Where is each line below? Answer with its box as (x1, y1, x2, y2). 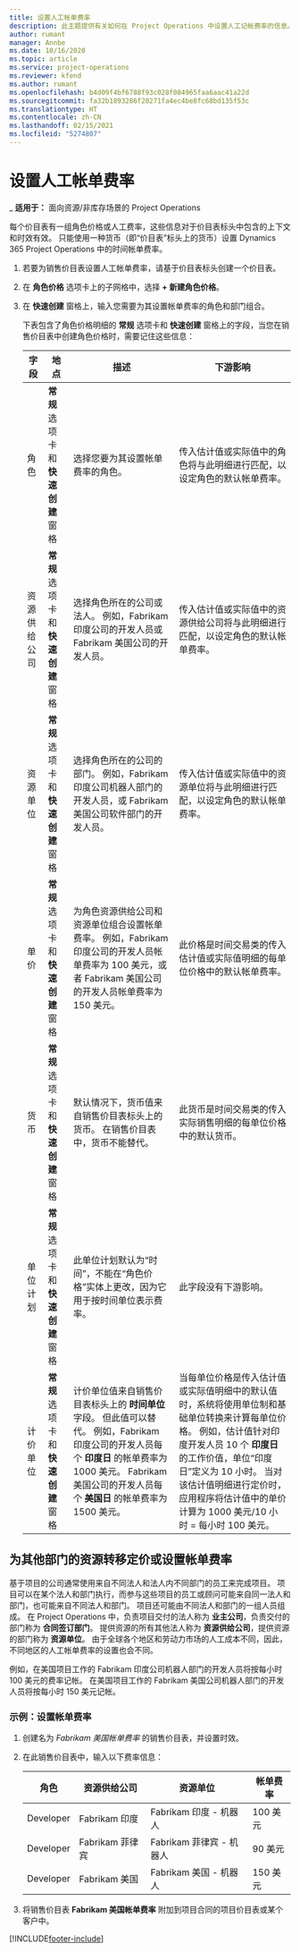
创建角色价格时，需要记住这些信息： (61, 330, 195, 341)
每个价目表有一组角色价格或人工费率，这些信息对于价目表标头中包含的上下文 (9, 221, 291, 232)
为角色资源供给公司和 (72, 904, 163, 917)
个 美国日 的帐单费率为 (72, 1491, 168, 1504)
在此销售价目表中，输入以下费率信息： (21, 1751, 163, 1762)
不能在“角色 (95, 1267, 145, 1279)
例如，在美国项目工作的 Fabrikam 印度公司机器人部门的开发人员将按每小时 (9, 1663, 283, 1674)
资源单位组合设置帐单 (72, 918, 163, 930)
